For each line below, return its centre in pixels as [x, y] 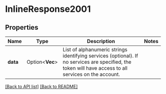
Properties [22, 27]
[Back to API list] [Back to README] [41, 87]
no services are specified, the [97, 62]
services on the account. [91, 74]
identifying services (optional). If [100, 56]
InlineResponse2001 [48, 9]
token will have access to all [95, 68]
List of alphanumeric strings [95, 49]
